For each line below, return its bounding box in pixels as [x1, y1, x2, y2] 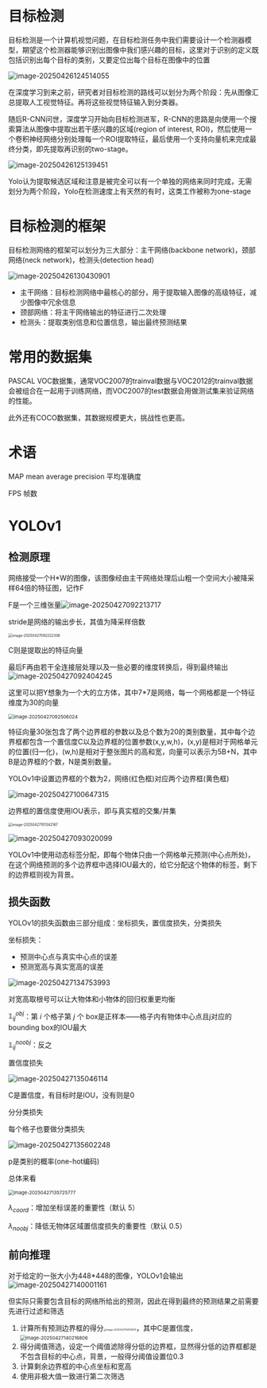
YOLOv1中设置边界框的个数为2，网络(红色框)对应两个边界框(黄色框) [8, 773, 230, 783]
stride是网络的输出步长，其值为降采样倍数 [8, 616, 145, 626]
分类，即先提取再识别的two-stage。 [14, 144, 133, 154]
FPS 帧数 [8, 488, 38, 498]
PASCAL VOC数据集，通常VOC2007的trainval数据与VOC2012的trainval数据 [8, 376, 253, 385]
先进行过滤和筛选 [8, 1306, 64, 1316]
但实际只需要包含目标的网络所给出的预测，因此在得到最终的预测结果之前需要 [8, 1296, 259, 1306]
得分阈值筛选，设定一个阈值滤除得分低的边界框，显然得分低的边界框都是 [19, 1341, 257, 1351]
